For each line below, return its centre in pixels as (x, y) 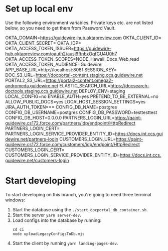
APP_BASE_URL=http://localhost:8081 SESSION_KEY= (61, 70)
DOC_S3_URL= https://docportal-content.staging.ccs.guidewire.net (74, 75)
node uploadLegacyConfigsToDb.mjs (48, 234)
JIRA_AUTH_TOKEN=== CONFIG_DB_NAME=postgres (61, 107)
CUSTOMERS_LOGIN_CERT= (35, 150)
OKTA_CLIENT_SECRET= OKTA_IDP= (43, 43)
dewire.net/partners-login (32, 139)
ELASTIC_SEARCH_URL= (85, 85)
